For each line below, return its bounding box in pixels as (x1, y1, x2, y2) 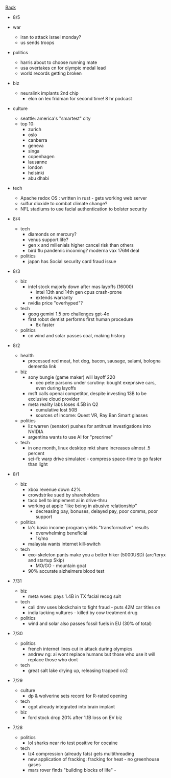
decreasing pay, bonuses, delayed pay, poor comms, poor (35, 508, 158, 514)
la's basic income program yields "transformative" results (28, 525, 149, 530)
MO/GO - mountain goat (35, 563, 87, 569)
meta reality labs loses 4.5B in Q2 (28, 401, 99, 407)
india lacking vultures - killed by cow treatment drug (28, 610, 138, 616)
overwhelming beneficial (35, 530, 88, 536)
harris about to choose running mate (20, 59, 97, 66)
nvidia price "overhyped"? (28, 300, 83, 306)
